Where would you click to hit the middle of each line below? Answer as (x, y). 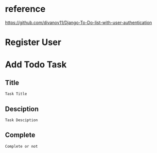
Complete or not (21, 146)
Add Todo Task (36, 65)
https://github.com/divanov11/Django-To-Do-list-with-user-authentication (78, 22)
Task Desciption (21, 120)
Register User (33, 42)
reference (25, 9)
